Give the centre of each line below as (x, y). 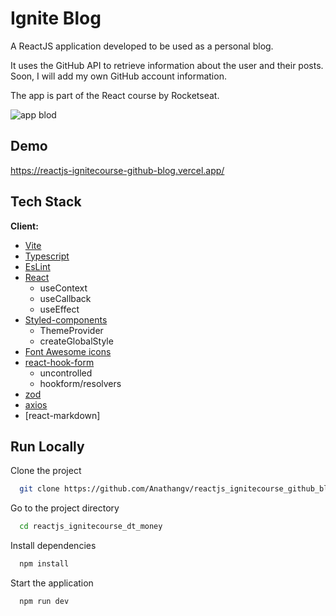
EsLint (37, 266)
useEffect (59, 309)
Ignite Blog (56, 18)
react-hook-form (59, 362)
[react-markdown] (62, 415)
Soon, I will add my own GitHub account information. (118, 76)
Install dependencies (53, 546)
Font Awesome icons (68, 351)
